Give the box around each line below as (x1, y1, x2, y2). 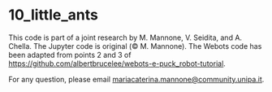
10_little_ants (8, 6, 99, 24)
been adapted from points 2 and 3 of (8, 50, 132, 59)
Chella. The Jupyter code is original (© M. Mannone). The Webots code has (8, 41, 262, 50)
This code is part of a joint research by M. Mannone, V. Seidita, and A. (8, 33, 242, 42)
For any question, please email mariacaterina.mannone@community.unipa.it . (8, 74, 265, 84)
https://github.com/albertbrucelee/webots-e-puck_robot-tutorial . (8, 59, 226, 68)
